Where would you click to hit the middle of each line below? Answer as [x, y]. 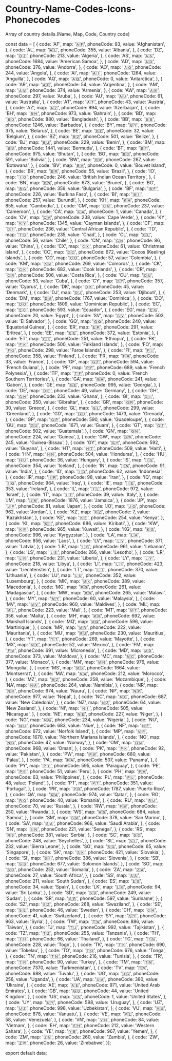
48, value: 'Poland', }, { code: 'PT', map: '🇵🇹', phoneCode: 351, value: [79, 783]
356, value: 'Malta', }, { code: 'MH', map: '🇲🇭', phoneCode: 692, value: [80, 615]
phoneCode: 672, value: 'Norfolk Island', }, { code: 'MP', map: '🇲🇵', [77, 731]
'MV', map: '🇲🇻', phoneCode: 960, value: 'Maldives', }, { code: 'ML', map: [83, 604]
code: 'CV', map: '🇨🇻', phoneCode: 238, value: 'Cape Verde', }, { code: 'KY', [86, 217]
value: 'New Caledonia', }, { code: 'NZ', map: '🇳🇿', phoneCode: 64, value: [83, 702]
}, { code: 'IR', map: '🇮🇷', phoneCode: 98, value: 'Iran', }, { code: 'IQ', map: [84, 477]
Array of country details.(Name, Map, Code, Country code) [68, 34]
